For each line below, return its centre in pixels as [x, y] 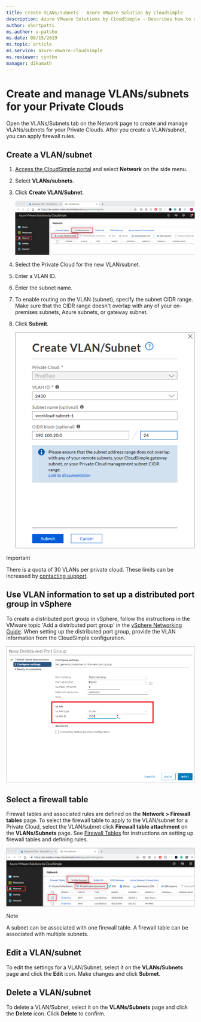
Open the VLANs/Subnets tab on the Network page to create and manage [97, 123]
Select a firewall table [47, 800]
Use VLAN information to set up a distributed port [100, 595]
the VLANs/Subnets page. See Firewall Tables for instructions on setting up [100, 833]
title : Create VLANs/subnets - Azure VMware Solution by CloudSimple [95, 13]
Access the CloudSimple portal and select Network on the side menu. [101, 169]
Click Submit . [32, 324]
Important [18, 558]
